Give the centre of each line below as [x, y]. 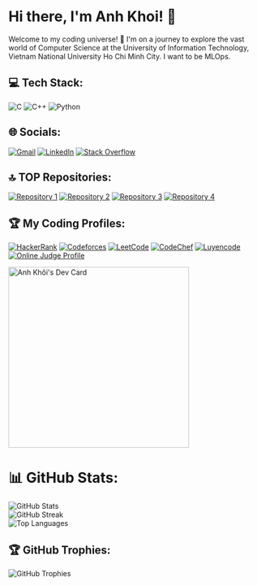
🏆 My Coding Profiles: [67, 223]
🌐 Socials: [35, 132]
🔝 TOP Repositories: [60, 177]
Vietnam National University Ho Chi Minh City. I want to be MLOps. [120, 56]
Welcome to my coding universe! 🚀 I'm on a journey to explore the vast [126, 39]
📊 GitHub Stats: [64, 478]
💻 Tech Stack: [46, 83]
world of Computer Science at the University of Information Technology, [129, 47]
